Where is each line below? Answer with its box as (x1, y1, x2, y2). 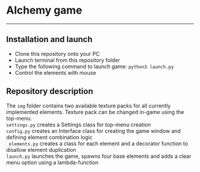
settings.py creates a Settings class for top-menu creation (6, 121, 151, 128)
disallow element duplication (6, 146, 76, 153)
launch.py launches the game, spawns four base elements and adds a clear (6, 152, 192, 160)
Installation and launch (6, 34, 93, 44)
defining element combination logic (6, 133, 93, 141)
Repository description (6, 87, 93, 97)
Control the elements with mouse (14, 69, 96, 76)
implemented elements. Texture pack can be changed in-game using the (6, 108, 185, 116)
